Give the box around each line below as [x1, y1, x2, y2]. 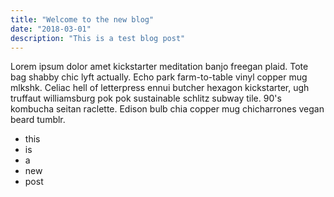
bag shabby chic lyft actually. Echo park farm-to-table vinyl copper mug [10, 71, 308, 83]
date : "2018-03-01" [10, 24, 92, 34]
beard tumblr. [10, 114, 66, 126]
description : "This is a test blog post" [10, 33, 186, 43]
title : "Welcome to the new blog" [10, 14, 155, 25]
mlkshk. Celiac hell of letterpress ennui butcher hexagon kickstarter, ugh [10, 82, 310, 94]
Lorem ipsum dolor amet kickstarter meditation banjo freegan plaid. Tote [10, 61, 309, 73]
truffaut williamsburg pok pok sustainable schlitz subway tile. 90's [10, 92, 282, 105]
